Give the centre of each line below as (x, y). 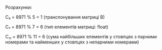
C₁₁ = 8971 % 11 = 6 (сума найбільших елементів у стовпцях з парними (81, 37)
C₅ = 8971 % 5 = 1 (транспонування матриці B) (55, 17)
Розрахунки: (19, 7)
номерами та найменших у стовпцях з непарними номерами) (72, 42)
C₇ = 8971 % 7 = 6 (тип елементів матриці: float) (57, 27)
